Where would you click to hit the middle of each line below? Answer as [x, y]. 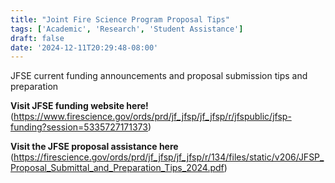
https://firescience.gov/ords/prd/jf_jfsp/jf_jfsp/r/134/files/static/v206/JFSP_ [169, 157]
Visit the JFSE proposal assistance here [94, 147]
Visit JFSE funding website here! [79, 106]
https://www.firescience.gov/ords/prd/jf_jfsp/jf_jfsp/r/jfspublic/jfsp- [152, 117]
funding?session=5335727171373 [79, 127]
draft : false [37, 38]
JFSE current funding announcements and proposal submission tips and [159, 76]
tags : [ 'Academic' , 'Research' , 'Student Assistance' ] [127, 29]
